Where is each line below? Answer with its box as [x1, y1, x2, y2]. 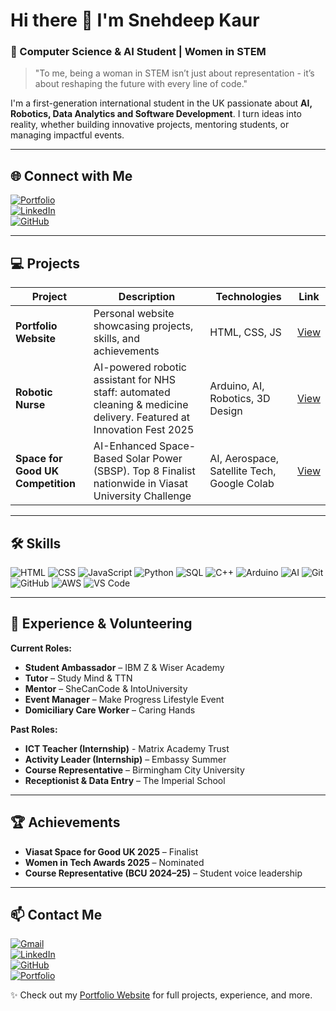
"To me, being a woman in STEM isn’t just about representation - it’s [34, 67, 315, 79]
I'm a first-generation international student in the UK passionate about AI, [10, 97, 313, 109]
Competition [15, 477, 77, 491]
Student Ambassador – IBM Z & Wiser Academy [24, 661, 225, 673]
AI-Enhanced [93, 439, 157, 453]
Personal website [93, 307, 175, 321]
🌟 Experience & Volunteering [10, 615, 193, 633]
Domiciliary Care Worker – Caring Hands [24, 704, 196, 716]
